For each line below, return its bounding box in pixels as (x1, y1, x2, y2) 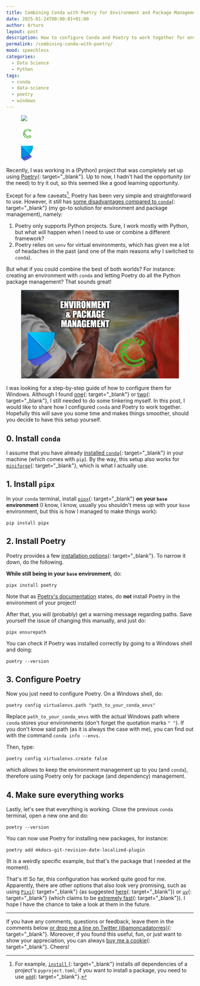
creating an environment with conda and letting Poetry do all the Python (6, 272, 180, 279)
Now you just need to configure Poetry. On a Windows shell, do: (6, 690, 163, 697)
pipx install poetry (6, 582, 58, 588)
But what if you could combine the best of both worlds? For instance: (6, 265, 176, 273)
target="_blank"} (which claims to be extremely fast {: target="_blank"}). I (6, 895, 186, 902)
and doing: (6, 646, 33, 653)
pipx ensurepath (6, 629, 46, 635)
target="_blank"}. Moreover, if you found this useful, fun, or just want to (6, 931, 182, 938)
